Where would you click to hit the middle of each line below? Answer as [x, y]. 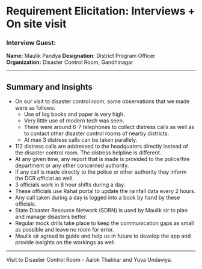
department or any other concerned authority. [72, 166]
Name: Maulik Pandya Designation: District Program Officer [81, 56]
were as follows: [35, 108]
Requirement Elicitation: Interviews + [101, 11]
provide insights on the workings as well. [65, 242]
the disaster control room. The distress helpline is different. [88, 153]
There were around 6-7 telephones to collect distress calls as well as [109, 127]
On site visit [37, 24]
